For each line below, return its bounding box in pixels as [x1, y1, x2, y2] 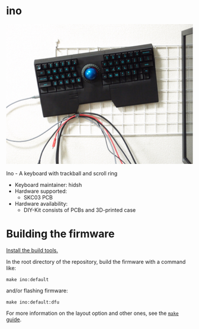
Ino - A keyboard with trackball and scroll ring [6, 170, 118, 177]
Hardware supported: [14, 188, 68, 195]
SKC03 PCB [23, 193, 53, 201]
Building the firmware [6, 227, 115, 241]
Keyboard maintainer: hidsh [14, 181, 82, 188]
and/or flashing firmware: [6, 287, 68, 294]
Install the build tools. [6, 247, 58, 254]
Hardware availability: [14, 200, 68, 207]
